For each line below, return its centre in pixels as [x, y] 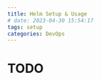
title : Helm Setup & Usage [47, 14]
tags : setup [25, 27]
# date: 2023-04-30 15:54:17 [51, 21]
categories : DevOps [36, 34]
